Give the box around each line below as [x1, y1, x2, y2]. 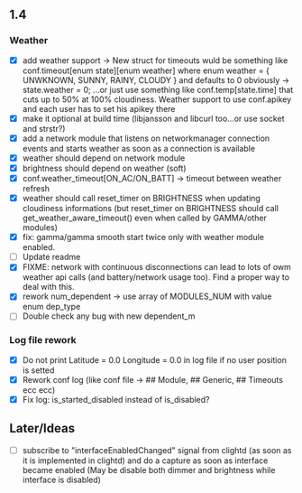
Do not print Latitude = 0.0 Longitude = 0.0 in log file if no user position [22, 354, 287, 365]
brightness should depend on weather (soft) [22, 163, 187, 173]
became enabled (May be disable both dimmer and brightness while [22, 464, 276, 475]
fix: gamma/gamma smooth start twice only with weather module [22, 232, 264, 243]
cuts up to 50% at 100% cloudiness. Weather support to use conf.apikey [22, 94, 292, 105]
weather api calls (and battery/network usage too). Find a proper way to [22, 272, 290, 283]
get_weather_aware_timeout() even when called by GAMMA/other [22, 212, 268, 224]
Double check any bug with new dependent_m [22, 311, 196, 321]
